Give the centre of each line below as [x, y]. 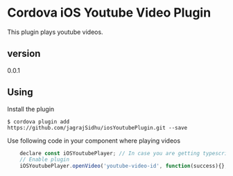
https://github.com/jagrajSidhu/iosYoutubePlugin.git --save [97, 127]
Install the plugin [31, 109]
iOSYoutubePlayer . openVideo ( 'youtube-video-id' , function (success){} [122, 166]
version [24, 54]
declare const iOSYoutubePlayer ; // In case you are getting [110, 153]
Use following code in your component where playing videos [94, 141]
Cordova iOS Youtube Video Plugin [109, 13]
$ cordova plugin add [38, 122]
